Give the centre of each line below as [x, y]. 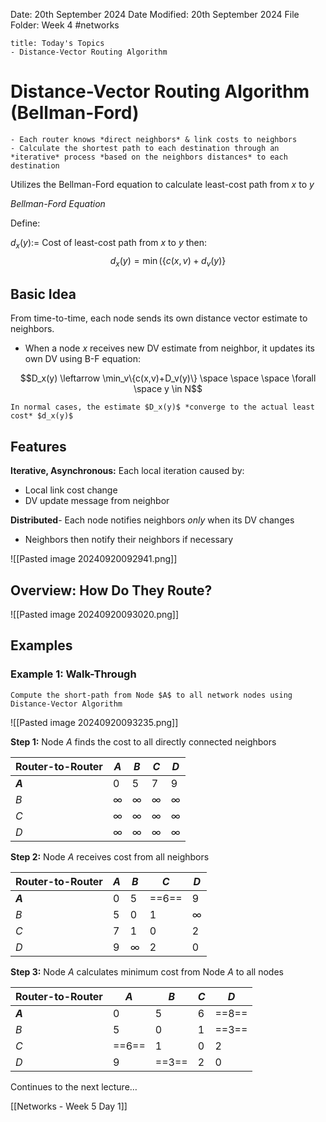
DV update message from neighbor [97, 501]
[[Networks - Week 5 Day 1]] [69, 1106]
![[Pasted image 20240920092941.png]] [94, 559]
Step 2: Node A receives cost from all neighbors [110, 856]
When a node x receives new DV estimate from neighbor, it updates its [169, 348]
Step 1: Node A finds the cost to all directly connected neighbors [143, 741]
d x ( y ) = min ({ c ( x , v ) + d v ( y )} [168, 261]
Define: [25, 223]
